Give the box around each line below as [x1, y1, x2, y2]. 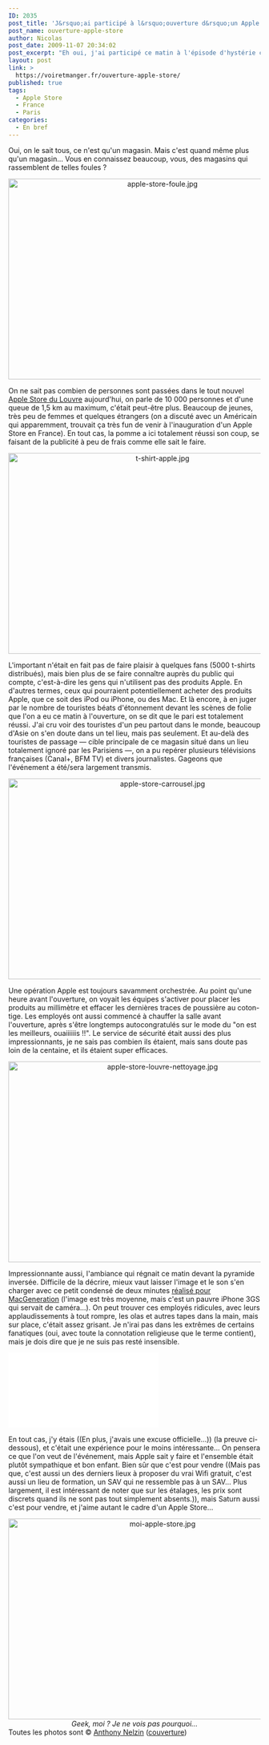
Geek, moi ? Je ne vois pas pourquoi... [71, 1719, 198, 1728]
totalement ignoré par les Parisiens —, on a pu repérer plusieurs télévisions [8, 745, 256, 755]
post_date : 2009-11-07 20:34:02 [8, 42, 116, 50]
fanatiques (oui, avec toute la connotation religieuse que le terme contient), [8, 1328, 256, 1338]
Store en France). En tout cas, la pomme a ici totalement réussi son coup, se [8, 428, 260, 437]
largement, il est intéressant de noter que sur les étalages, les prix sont [8, 1485, 243, 1495]
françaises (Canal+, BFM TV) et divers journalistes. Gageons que [8, 754, 223, 764]
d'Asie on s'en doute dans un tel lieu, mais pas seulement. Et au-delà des [8, 728, 250, 738]
